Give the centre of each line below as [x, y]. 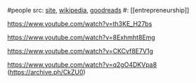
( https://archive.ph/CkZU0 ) [46, 72]
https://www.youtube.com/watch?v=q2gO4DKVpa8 [82, 65]
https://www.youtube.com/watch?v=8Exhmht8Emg [81, 37]
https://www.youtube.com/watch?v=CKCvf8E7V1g [80, 51]
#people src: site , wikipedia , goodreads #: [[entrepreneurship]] [98, 10]
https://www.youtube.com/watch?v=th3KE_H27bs [80, 24]
